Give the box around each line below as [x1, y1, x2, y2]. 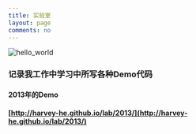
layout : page [8, 19, 51, 27]
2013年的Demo [8, 90, 59, 99]
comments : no [8, 26, 51, 34]
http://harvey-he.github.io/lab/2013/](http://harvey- [10, 108, 188, 118]
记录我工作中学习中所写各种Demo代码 [8, 69, 153, 80]
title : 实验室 [8, 11, 51, 20]
